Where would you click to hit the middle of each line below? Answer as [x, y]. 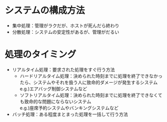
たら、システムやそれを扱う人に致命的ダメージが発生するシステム [89, 82]
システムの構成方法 [45, 10]
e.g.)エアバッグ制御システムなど [53, 89]
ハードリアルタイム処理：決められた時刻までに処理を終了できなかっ [91, 76]
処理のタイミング [41, 55]
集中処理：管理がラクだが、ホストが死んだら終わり [66, 26]
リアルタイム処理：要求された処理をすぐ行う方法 [63, 69]
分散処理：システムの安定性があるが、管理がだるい [66, 32]
